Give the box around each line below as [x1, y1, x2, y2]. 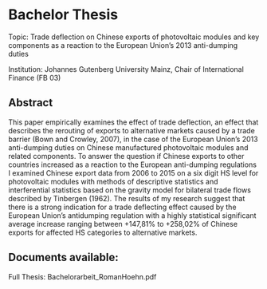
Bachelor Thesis [8, 6, 118, 24]
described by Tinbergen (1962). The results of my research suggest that [8, 193, 245, 203]
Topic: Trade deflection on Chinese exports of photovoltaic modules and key [8, 32, 260, 42]
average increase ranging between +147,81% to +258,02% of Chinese [8, 219, 238, 228]
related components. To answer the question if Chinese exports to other [8, 151, 245, 160]
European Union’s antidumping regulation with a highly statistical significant [8, 210, 257, 220]
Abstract [8, 96, 53, 109]
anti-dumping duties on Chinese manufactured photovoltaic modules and [8, 142, 249, 152]
